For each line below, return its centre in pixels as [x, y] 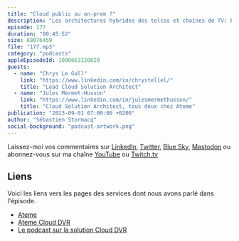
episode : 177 [27, 27]
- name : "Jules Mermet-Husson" [60, 93]
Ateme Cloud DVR [44, 223]
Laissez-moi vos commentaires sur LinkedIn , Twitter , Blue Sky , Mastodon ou [119, 146]
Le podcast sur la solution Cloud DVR [72, 230]
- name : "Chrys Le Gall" [51, 73]
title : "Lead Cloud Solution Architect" [81, 87]
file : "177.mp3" [31, 47]
